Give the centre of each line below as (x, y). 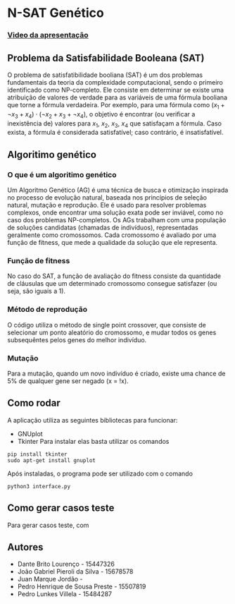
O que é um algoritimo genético (62, 174)
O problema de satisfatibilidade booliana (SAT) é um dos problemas (105, 75)
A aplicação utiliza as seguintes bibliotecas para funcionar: (93, 420)
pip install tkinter (38, 454)
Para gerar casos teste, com (48, 525)
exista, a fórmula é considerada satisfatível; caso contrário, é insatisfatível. (115, 133)
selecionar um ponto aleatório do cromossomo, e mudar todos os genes (112, 332)
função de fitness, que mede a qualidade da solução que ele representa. (113, 242)
